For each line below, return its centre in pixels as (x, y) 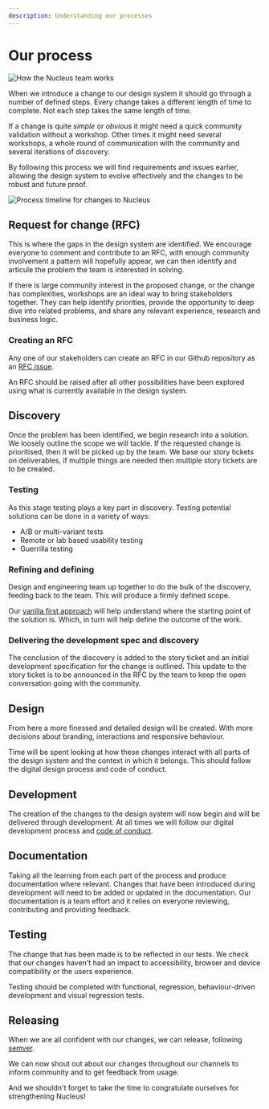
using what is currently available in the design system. (98, 390)
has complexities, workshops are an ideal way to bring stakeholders (120, 294)
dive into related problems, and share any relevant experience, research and (134, 311)
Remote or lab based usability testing (81, 540)
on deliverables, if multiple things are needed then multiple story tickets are (133, 461)
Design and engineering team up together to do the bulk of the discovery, (130, 587)
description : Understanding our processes (80, 16)
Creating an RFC (41, 340)
